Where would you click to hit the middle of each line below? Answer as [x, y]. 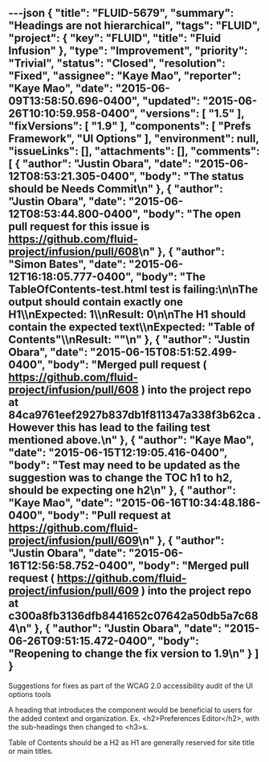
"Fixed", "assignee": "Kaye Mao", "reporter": [125, 76]
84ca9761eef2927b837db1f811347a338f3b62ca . [134, 415]
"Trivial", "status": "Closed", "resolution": [117, 63]
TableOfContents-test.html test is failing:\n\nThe [133, 290]
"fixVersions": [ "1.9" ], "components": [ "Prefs [130, 127]
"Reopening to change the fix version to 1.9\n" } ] [134, 654]
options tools [30, 694]
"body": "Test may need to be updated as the [124, 465]
